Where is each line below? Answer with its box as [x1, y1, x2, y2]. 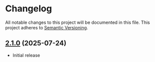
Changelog [5, 3, 52, 14]
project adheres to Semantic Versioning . [5, 24, 88, 30]
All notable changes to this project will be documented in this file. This [5, 19, 150, 25]
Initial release [12, 52, 40, 58]
